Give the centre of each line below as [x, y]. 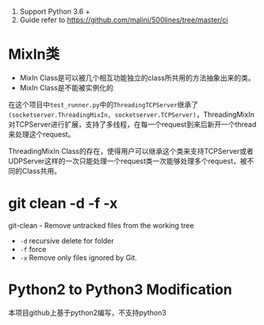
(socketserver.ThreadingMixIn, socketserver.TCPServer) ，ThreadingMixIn [132, 114]
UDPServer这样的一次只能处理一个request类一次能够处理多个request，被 [128, 161]
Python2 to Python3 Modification [120, 290]
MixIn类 [34, 54]
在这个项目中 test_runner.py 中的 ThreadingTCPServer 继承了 [103, 104]
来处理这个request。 [42, 134]
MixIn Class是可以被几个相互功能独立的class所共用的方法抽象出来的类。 [137, 78]
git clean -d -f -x [63, 203]
